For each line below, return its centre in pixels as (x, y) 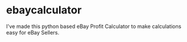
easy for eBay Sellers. (33, 32)
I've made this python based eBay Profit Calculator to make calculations (94, 26)
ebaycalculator (44, 10)
